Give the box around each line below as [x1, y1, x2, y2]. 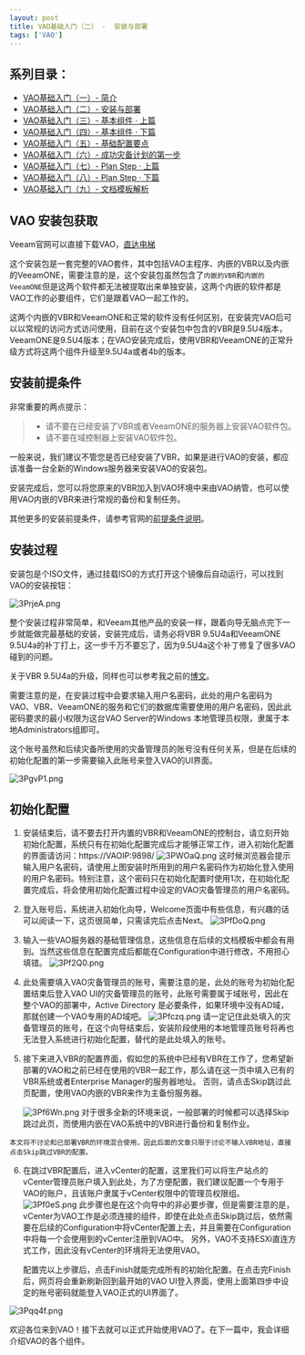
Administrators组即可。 [16, 724, 105, 735]
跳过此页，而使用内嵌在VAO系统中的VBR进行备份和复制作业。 [22, 1119, 255, 1130]
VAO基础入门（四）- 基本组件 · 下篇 [22, 127, 157, 138]
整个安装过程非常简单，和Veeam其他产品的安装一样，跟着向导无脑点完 [9, 617, 275, 628]
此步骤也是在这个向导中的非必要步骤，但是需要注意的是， [78, 1199, 294, 1210]
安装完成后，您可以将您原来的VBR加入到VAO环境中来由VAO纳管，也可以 [9, 482, 282, 493]
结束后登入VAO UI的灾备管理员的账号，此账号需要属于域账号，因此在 [30, 988, 290, 999]
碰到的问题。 [9, 651, 57, 662]
